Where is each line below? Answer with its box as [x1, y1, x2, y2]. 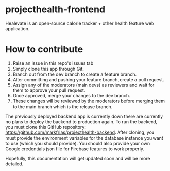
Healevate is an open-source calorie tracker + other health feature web [5, 20, 154, 26]
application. [5, 25, 30, 31]
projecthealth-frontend [5, 4, 106, 15]
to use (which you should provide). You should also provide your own [5, 140, 150, 146]
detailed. [5, 161, 24, 167]
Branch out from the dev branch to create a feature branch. [12, 71, 137, 77]
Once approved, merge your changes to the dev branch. [12, 92, 130, 98]
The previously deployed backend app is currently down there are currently [5, 113, 163, 119]
